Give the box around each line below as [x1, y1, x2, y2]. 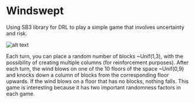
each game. [6, 90, 35, 97]
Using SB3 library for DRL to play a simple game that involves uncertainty [6, 24, 185, 31]
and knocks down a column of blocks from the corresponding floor [6, 71, 170, 78]
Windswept [6, 4, 64, 18]
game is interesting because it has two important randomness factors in [6, 84, 181, 91]
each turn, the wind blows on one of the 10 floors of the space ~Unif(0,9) [6, 65, 184, 72]
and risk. [6, 29, 28, 36]
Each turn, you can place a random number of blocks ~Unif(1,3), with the [6, 52, 183, 59]
